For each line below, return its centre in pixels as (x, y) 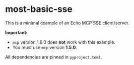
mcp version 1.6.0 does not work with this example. (64, 42)
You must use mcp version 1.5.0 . (45, 47)
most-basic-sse (39, 9)
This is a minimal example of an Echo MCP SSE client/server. (67, 23)
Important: (16, 32)
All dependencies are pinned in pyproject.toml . (54, 57)
